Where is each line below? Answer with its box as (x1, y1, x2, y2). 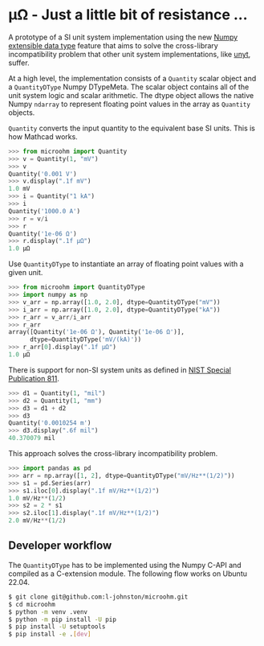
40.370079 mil (8, 434, 56, 442)
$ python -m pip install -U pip (8, 615, 116, 623)
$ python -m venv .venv (8, 607, 88, 616)
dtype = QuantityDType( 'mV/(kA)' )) (29, 335, 142, 344)
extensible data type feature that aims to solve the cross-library (8, 40, 218, 50)
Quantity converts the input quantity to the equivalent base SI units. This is (8, 123, 255, 133)
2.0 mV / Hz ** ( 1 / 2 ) (8, 516, 67, 525)
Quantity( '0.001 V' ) (8, 170, 78, 178)
